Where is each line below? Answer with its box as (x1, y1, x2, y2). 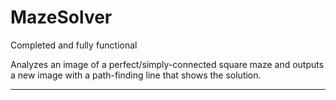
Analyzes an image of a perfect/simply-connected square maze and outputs (10, 58, 325, 70)
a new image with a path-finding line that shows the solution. (10, 69, 262, 81)
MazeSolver (10, 6, 113, 29)
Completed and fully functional (10, 39, 138, 51)
